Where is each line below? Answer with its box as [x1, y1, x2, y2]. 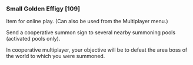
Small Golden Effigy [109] [6, 5, 81, 13]
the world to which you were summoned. [6, 53, 105, 60]
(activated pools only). [6, 35, 61, 42]
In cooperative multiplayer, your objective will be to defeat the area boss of [6, 46, 188, 53]
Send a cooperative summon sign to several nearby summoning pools [6, 29, 175, 36]
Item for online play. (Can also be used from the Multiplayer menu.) [6, 18, 169, 25]
